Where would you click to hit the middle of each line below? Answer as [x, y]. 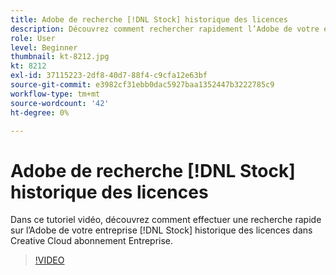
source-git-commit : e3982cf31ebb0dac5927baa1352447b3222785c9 [142, 85]
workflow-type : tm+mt [55, 94]
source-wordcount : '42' [60, 103]
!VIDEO [49, 260]
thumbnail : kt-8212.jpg [60, 57]
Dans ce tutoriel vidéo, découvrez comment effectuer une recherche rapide [166, 220]
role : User [33, 38]
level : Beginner [44, 47]
